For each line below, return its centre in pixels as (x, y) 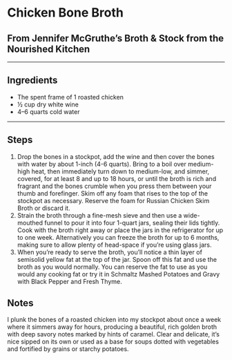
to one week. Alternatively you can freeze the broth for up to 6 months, (118, 237)
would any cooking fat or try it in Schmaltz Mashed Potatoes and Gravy (118, 274)
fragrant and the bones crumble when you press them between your (114, 186)
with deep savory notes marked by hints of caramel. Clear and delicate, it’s (113, 334)
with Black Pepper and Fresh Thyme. (69, 281)
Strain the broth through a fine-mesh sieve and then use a (99, 215)
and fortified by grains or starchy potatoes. (68, 349)
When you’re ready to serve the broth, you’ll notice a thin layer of (109, 252)
